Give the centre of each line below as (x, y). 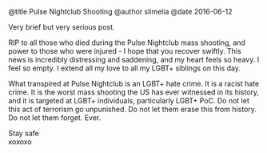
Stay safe (24, 133)
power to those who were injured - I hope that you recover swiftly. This (125, 51)
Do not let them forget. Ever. (55, 118)
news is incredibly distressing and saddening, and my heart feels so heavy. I (134, 60)
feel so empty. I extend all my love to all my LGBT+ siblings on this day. (125, 68)
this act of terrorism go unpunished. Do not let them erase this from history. (133, 109)
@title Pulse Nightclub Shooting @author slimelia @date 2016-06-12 (121, 12)
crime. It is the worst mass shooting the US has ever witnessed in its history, (134, 92)
